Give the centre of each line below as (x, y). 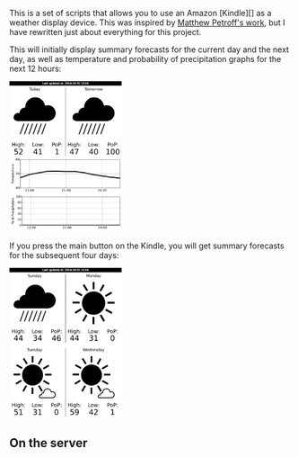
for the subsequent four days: (64, 255)
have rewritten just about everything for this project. (105, 32)
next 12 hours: (35, 68)
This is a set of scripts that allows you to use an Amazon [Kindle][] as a (140, 13)
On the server (48, 443)
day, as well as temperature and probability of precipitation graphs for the (145, 59)
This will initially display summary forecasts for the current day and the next (149, 49)
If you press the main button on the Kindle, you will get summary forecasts (147, 246)
